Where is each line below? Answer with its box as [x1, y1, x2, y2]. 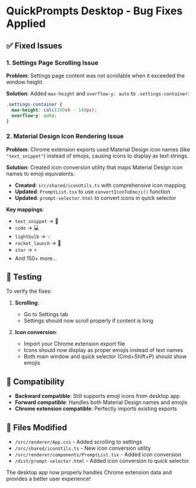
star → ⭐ [14, 246, 38, 253]
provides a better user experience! [6, 475, 91, 483]
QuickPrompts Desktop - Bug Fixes [6, 4, 183, 18]
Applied [6, 17, 46, 30]
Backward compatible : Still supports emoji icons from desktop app [14, 393, 180, 400]
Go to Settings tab [23, 311, 69, 318]
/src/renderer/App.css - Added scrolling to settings [14, 438, 142, 446]
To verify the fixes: [6, 288, 52, 295]
